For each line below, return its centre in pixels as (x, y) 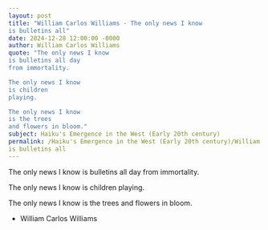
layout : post (30, 16)
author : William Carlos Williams (64, 46)
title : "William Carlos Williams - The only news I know (106, 23)
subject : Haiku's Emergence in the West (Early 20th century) (114, 134)
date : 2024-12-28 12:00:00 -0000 (64, 38)
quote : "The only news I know (59, 53)
